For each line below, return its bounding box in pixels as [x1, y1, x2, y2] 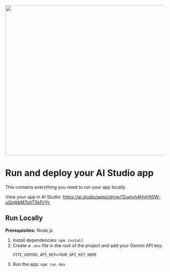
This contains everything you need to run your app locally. [5, 184, 126, 190]
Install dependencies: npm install [12, 237, 83, 243]
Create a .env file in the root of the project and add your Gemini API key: [12, 242, 163, 248]
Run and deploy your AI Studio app [5, 167, 154, 179]
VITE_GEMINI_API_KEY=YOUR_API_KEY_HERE [12, 252, 97, 257]
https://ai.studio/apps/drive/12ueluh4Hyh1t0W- [62, 194, 161, 200]
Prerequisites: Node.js [5, 227, 53, 233]
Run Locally [5, 214, 43, 222]
